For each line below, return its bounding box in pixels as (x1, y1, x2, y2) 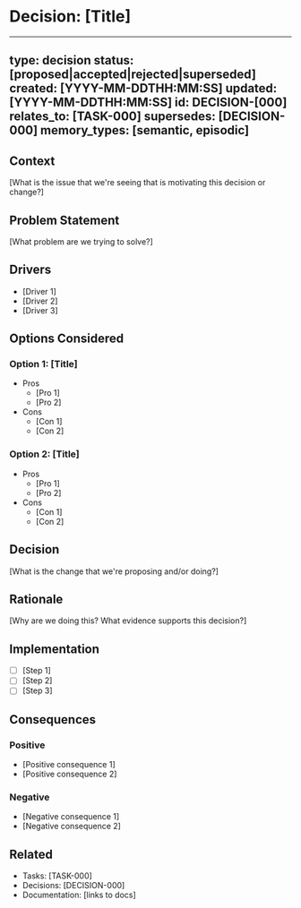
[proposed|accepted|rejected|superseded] (9, 67, 257, 82)
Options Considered (9, 331, 124, 347)
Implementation (9, 641, 100, 656)
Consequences (9, 712, 97, 727)
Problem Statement (9, 212, 120, 227)
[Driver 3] (21, 304, 58, 315)
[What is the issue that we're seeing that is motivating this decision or (9, 177, 266, 188)
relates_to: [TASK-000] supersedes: (9, 109, 217, 124)
